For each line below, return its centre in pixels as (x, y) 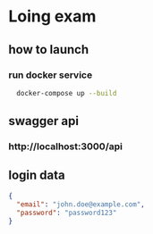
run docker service (51, 75)
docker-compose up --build (67, 93)
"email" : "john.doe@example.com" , (81, 204)
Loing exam (52, 17)
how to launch (49, 50)
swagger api (44, 121)
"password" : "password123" (67, 213)
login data (37, 175)
